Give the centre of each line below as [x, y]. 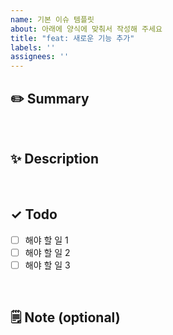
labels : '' [33, 47]
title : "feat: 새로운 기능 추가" [72, 38]
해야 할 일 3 [47, 265]
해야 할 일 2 [47, 252]
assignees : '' [40, 57]
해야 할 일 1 [46, 240]
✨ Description [54, 159]
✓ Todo [34, 214]
